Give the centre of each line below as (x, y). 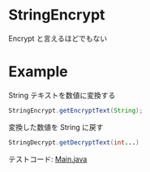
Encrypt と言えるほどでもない (58, 38)
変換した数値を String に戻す (56, 127)
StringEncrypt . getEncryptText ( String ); (76, 110)
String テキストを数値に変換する (62, 95)
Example (38, 72)
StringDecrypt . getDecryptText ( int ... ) (74, 142)
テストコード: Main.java (48, 159)
